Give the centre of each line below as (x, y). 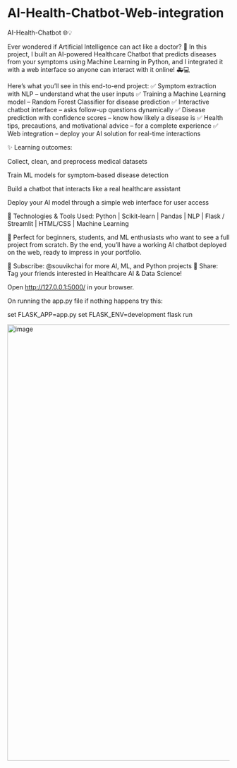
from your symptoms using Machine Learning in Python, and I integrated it (115, 61)
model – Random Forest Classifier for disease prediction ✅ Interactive (108, 102)
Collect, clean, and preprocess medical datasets (78, 161)
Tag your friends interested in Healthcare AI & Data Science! (95, 273)
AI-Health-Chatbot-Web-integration (116, 13)
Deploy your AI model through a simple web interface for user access (108, 202)
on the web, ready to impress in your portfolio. (75, 252)
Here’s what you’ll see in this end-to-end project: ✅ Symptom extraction (112, 85)
